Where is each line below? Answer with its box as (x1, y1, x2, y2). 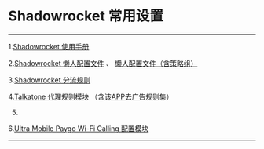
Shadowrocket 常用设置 (8, 7, 163, 25)
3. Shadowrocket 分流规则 (8, 75, 91, 85)
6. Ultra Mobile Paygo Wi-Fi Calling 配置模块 (8, 123, 149, 133)
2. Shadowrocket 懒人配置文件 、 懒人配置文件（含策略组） (8, 58, 198, 67)
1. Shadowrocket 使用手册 (8, 42, 90, 51)
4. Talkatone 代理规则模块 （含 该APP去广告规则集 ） (8, 92, 174, 101)
